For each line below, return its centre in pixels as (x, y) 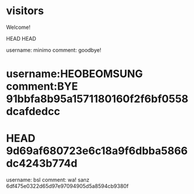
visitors (25, 11)
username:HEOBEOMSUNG (75, 74)
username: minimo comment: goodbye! (54, 50)
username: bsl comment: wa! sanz (48, 180)
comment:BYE (42, 86)
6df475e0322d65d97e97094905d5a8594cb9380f (67, 186)
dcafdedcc (33, 112)
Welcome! (18, 27)
